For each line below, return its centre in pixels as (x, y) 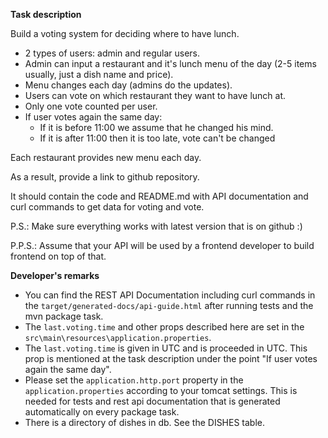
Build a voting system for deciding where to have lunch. (125, 33)
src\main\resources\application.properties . (118, 337)
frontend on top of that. (58, 256)
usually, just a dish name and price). (99, 74)
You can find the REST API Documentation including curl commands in (170, 295)
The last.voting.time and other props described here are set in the (164, 327)
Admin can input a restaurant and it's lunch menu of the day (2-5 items (170, 63)
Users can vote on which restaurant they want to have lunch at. (155, 95)
